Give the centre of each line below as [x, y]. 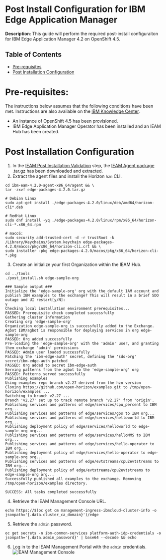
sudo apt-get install [28, 203]
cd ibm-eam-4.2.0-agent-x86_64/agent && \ [50, 185]
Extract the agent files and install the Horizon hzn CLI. [67, 176]
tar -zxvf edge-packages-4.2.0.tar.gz [45, 190]
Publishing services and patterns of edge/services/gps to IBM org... [80, 413]
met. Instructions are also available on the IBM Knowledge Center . [73, 111]
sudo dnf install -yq [28, 220]
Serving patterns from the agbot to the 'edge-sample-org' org [72, 370]
